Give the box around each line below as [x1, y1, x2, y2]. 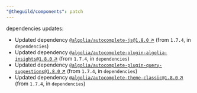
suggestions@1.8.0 [14, 68, 60, 74]
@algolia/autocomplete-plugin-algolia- [69, 49, 167, 56]
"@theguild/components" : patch [6, 8, 83, 15]
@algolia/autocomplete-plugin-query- [69, 62, 163, 68]
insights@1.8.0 [14, 56, 53, 62]
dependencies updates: [6, 25, 64, 32]
